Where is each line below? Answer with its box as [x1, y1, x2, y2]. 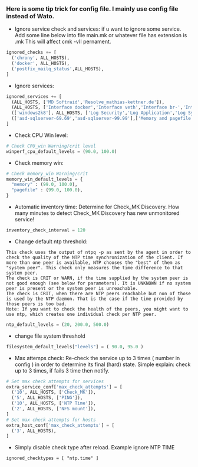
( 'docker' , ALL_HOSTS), [11, 61, 70, 67]
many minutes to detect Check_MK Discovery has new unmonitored [14, 210, 180, 217]
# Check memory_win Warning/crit [6, 171, 88, 177]
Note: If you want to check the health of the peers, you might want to [6, 306, 189, 312]
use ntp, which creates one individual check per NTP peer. [6, 311, 157, 317]
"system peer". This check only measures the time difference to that [6, 264, 183, 270]
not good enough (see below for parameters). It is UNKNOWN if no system [6, 280, 192, 286]
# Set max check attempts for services [6, 378, 104, 384]
